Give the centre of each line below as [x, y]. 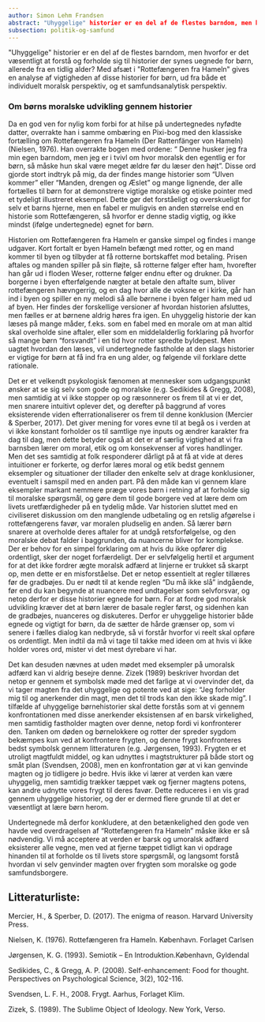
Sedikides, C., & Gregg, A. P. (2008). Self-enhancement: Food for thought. [129, 971]
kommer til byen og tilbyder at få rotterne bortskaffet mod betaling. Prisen [128, 256]
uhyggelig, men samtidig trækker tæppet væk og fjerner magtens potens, [127, 781]
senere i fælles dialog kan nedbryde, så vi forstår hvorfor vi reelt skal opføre [131, 632]
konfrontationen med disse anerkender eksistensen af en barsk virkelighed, [131, 714]
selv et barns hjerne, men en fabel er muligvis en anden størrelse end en [126, 208]
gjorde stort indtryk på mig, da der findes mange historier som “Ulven [121, 174]
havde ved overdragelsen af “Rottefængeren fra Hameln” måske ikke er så [129, 830]
